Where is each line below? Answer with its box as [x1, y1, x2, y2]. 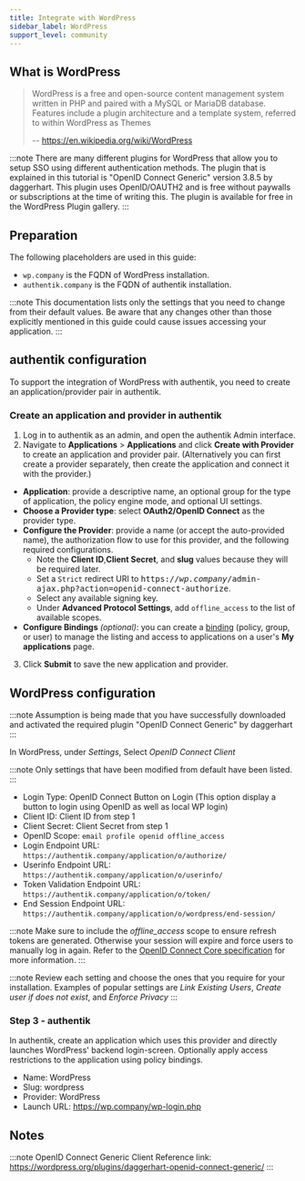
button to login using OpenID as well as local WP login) [22, 801, 229, 812]
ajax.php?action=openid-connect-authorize [36, 584, 229, 594]
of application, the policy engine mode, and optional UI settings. [22, 496, 263, 507]
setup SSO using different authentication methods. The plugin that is [9, 162, 267, 173]
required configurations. [22, 544, 114, 555]
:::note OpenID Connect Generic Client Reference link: [9, 1152, 212, 1163]
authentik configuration [9, 352, 147, 368]
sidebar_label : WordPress [9, 22, 107, 31]
